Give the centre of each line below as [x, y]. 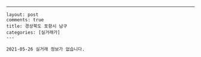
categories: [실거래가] [33, 33]
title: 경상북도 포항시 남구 [37, 26]
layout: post [22, 15]
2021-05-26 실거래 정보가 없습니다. [45, 49]
